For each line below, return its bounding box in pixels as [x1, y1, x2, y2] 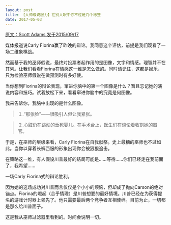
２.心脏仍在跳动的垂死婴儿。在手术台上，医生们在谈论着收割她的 [17, 122, 153, 128]
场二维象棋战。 [5, 49, 37, 55]
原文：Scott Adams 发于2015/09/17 [5, 32, 79, 38]
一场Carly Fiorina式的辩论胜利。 [5, 174, 72, 180]
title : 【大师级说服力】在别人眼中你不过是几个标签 [5, 12, 101, 17]
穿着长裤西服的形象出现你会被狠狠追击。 [27, 146, 112, 152]
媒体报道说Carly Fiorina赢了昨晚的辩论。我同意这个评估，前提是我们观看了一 [5, 42, 166, 48]
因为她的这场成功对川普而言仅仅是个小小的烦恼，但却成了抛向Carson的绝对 [5, 184, 163, 190]
